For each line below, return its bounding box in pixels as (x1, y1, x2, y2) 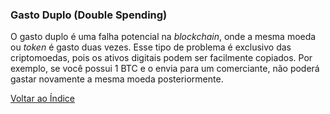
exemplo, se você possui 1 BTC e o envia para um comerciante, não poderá (10, 63, 320, 75)
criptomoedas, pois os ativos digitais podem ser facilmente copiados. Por (10, 52, 313, 64)
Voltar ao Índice (10, 93, 76, 105)
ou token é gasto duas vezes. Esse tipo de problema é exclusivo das (10, 41, 292, 53)
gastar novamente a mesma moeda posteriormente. (10, 73, 224, 85)
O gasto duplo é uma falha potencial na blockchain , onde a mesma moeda (10, 31, 317, 43)
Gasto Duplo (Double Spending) (10, 8, 168, 22)
